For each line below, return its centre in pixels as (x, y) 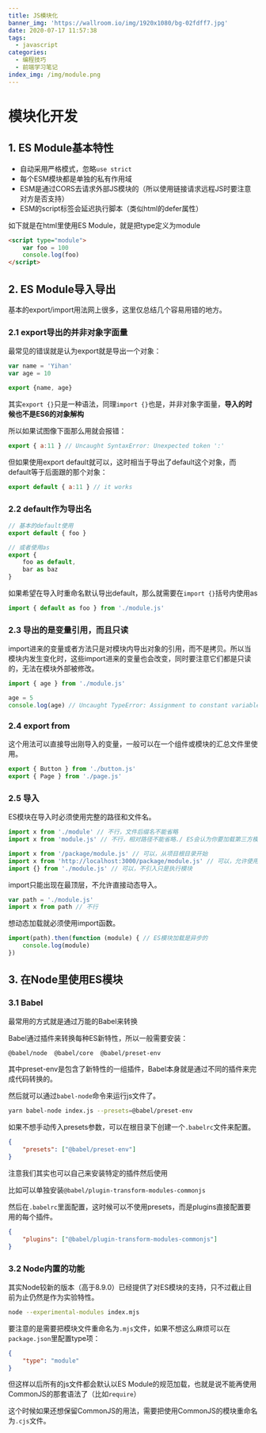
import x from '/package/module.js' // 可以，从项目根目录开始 (108, 853)
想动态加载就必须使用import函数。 (64, 923)
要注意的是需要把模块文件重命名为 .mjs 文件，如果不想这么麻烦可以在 (120, 1328)
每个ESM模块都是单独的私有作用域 (76, 179)
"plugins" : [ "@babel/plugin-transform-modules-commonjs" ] (120, 1239)
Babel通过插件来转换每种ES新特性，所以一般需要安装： (98, 1038)
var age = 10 (30, 374)
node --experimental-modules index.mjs (74, 1312)
